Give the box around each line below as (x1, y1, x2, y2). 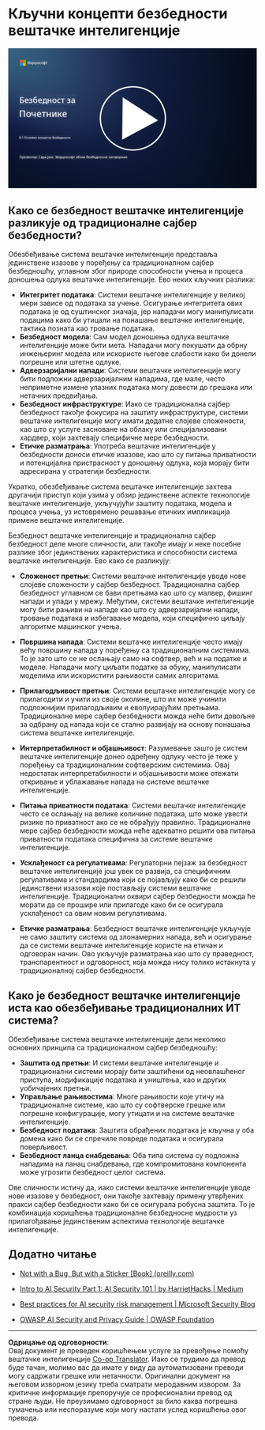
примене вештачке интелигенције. (8, 516, 125, 525)
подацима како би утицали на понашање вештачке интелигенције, (19, 316, 245, 325)
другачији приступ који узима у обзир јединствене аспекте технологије (8, 490, 251, 500)
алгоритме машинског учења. (19, 622, 122, 631)
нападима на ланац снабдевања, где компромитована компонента (19, 1160, 247, 1169)
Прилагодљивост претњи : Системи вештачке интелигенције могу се (19, 686, 256, 696)
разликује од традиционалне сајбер (8, 216, 197, 229)
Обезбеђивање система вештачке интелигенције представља (8, 250, 218, 259)
